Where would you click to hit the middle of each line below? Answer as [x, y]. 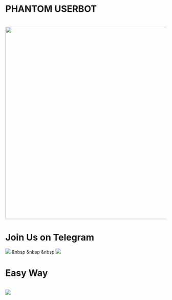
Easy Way [27, 273]
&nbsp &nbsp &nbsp [33, 252]
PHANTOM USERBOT [51, 9]
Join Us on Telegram [50, 237]
